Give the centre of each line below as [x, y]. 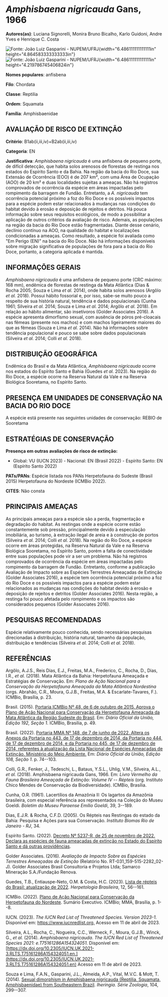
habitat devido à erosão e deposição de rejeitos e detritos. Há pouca [76, 209]
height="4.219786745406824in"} [40, 65]
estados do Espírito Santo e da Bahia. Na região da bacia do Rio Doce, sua [82, 171]
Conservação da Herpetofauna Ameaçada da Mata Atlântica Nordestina [81, 687]
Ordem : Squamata [25, 103]
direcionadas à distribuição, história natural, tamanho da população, [76, 637]
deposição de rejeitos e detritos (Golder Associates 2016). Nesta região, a [82, 593]
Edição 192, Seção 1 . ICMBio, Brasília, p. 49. [51, 723]
